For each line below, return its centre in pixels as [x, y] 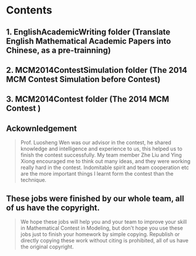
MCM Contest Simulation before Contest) [83, 79]
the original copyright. [47, 247]
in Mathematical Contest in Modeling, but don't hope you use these [102, 228]
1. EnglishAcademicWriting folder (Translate [88, 32]
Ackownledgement [42, 128]
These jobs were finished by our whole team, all [95, 198]
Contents [29, 10]
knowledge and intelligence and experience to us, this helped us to [102, 149]
